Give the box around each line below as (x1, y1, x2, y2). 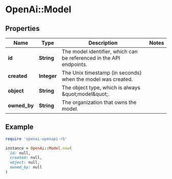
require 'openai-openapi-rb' (5, 136, 68, 141)
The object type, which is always (61, 84, 141, 91)
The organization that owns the (61, 99, 137, 106)
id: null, (10, 150, 31, 155)
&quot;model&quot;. (61, 91, 110, 97)
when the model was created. (61, 76, 133, 83)
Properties (5, 24, 40, 33)
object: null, (10, 160, 40, 165)
